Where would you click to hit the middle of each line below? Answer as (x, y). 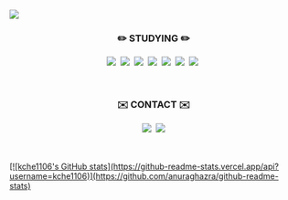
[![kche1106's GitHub (48, 166)
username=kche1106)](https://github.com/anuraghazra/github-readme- (144, 176)
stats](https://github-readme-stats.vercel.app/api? (184, 166)
